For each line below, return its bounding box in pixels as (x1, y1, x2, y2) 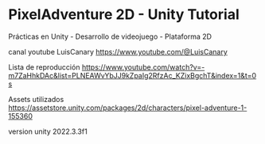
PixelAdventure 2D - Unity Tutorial (8, 6, 240, 24)
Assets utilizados (8, 94, 64, 104)
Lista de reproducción (8, 62, 80, 72)
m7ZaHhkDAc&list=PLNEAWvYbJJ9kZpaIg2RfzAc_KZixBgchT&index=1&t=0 (8, 70, 257, 80)
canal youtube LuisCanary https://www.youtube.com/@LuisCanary (8, 47, 228, 56)
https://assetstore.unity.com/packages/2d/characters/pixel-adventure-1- (8, 103, 247, 112)
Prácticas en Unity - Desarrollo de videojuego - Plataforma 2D (8, 32, 212, 41)
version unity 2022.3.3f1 (8, 127, 88, 136)
